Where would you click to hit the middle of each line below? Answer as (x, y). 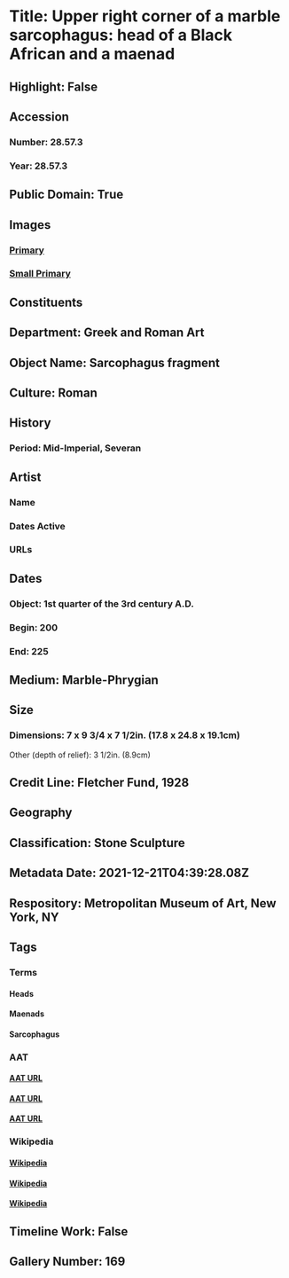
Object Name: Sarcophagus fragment (114, 362)
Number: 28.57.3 (46, 142)
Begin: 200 (34, 627)
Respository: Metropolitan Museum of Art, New (143, 903)
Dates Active (38, 526)
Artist (25, 477)
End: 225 (29, 651)
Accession (39, 117)
